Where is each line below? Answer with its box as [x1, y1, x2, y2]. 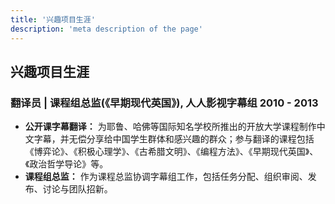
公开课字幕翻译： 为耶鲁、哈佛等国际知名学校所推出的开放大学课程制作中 [24, 121, 326, 133]
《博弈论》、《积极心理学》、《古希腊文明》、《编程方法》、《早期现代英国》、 [24, 146, 319, 158]
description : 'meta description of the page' [10, 24, 203, 34]
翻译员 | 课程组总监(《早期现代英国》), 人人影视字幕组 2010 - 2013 [10, 96, 319, 110]
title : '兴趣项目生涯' [10, 14, 96, 25]
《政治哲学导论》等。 [24, 158, 109, 170]
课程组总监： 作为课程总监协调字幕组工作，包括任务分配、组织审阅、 [24, 171, 308, 183]
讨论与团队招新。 [42, 183, 113, 195]
